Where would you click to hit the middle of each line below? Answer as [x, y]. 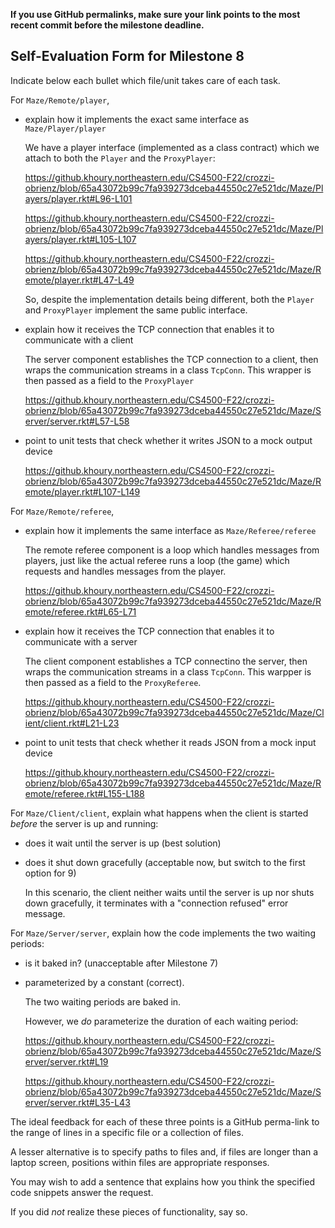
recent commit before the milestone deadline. [107, 25]
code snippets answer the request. [82, 1192]
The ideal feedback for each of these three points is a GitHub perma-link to [165, 1121]
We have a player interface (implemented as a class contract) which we [172, 147]
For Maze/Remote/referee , [62, 511]
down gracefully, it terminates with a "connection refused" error [156, 903]
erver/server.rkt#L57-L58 [77, 421]
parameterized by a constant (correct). [104, 982]
